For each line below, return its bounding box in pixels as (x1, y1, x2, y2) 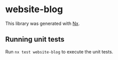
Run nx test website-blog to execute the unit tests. (5, 48, 113, 54)
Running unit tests (5, 35, 65, 44)
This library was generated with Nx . (5, 20, 80, 26)
